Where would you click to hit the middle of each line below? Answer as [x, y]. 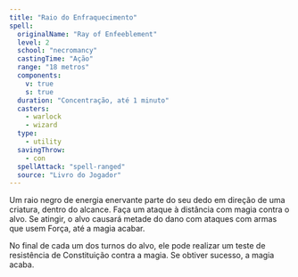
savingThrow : [41, 150]
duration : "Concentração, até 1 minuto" [93, 100]
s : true [39, 92]
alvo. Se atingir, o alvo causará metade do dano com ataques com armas [143, 219]
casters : [33, 109]
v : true [39, 84]
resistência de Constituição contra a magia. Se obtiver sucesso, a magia [142, 256]
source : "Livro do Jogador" [70, 175]
